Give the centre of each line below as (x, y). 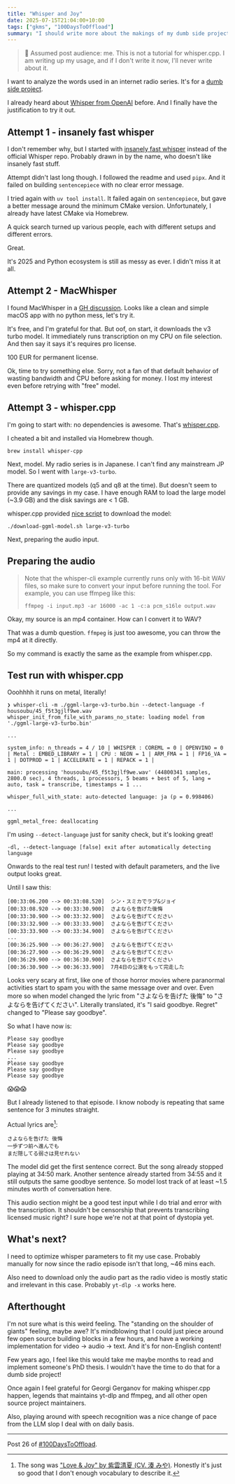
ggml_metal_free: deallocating (53, 821)
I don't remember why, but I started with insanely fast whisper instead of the (117, 149)
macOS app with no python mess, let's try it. (71, 315)
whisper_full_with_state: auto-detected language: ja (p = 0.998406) (111, 797)
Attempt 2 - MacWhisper (62, 291)
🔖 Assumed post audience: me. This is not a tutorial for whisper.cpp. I (124, 53)
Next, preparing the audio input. (53, 539)
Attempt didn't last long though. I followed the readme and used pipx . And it (116, 178)
